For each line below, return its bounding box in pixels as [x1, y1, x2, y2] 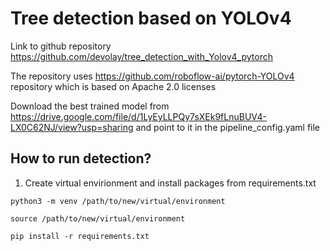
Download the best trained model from [10, 100, 170, 112]
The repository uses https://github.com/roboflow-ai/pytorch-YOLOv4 [10, 70, 295, 82]
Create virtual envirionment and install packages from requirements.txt [24, 177, 317, 189]
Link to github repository [10, 40, 112, 52]
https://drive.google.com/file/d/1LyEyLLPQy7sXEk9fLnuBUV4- [10, 110, 267, 122]
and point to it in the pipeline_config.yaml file [135, 121, 321, 133]
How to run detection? [10, 150, 152, 167]
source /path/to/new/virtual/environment [10, 213, 186, 224]
